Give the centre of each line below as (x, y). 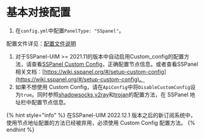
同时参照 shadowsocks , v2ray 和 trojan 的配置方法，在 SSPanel (113, 94)
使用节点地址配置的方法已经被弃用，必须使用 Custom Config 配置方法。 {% (101, 123)
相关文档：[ (30, 71)
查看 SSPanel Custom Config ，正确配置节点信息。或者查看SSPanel (115, 64)
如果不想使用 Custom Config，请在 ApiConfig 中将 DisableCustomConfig (103, 87)
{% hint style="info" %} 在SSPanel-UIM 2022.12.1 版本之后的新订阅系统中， (101, 115)
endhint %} (20, 129)
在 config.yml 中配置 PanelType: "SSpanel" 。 (70, 30)
